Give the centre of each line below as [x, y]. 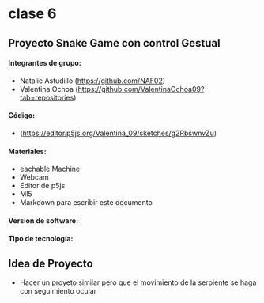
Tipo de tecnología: [41, 239]
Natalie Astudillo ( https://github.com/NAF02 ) [92, 81]
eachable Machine [50, 169]
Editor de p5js [42, 186]
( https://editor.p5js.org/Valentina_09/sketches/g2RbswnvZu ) [118, 133]
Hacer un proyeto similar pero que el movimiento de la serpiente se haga [138, 282]
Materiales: [27, 151]
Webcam [34, 177]
